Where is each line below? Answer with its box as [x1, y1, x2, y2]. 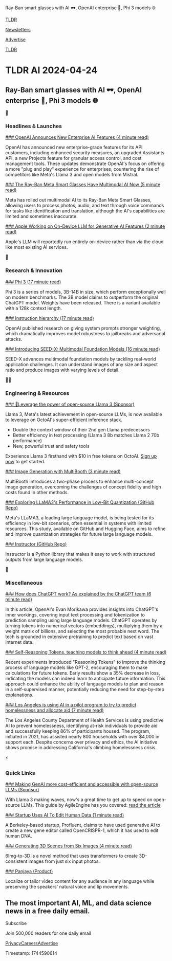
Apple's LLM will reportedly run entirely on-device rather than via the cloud [5, 239, 164, 245]
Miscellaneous [5, 579, 42, 586]
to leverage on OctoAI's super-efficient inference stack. [5, 416, 123, 423]
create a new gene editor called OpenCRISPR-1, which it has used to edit [5, 827, 159, 833]
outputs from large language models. [5, 556, 83, 563]
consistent [5, 858, 28, 864]
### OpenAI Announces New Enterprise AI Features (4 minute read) [5, 134, 149, 140]
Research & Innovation [5, 267, 63, 274]
